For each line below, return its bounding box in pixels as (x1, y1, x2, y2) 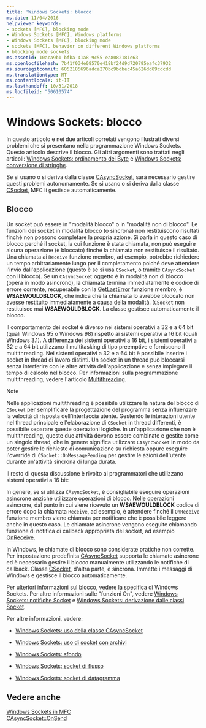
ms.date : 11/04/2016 (6, 15, 59, 21)
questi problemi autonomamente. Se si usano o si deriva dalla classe (6, 180, 180, 187)
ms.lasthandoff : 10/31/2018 (6, 83, 78, 89)
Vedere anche (6, 692, 61, 702)
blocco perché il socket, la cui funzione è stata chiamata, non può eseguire (6, 240, 196, 247)
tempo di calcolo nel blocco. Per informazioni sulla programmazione (6, 369, 178, 376)
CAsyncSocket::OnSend (6, 715, 67, 722)
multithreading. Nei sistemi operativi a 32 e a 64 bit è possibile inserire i (6, 349, 187, 357)
